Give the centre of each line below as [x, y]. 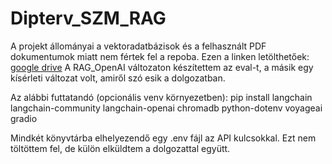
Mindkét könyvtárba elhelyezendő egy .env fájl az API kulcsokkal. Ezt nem [163, 138]
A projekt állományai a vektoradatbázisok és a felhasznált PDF [138, 46]
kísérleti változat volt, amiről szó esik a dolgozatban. [118, 78]
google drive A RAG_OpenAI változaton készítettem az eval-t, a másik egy [162, 67]
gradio [24, 118]
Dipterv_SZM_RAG [88, 18]
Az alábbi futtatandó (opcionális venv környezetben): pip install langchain [161, 97]
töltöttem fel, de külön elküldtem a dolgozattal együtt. [120, 148]
